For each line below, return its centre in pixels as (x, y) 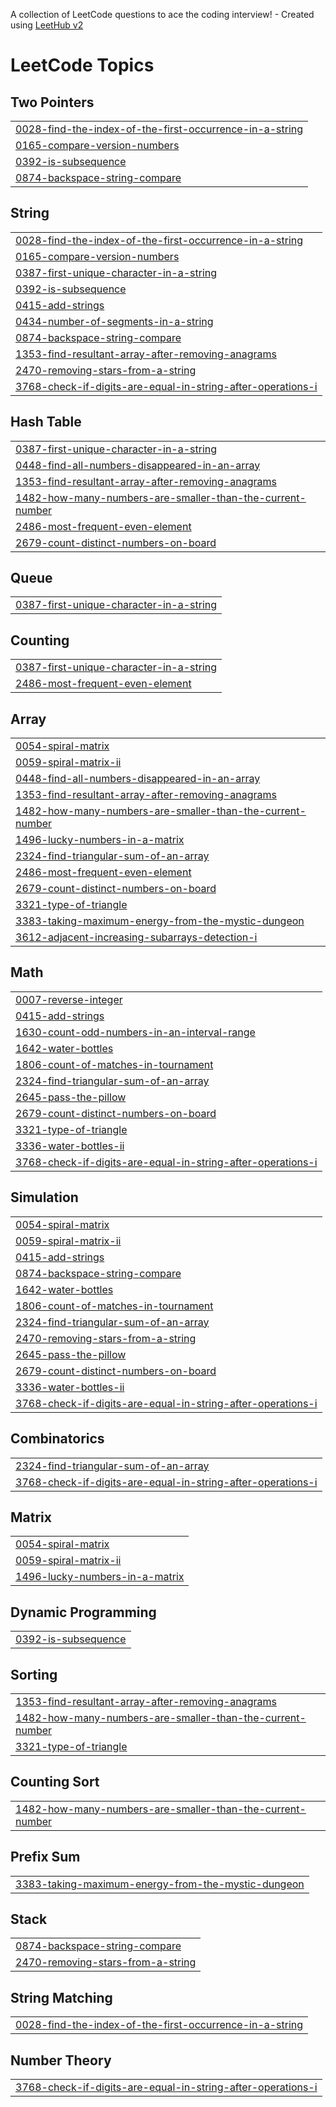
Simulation (44, 1197)
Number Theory (61, 2060)
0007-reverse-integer (69, 999)
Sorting (34, 1674)
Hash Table (46, 422)
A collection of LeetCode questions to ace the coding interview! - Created (162, 14)
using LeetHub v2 (47, 25)
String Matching (61, 1997)
